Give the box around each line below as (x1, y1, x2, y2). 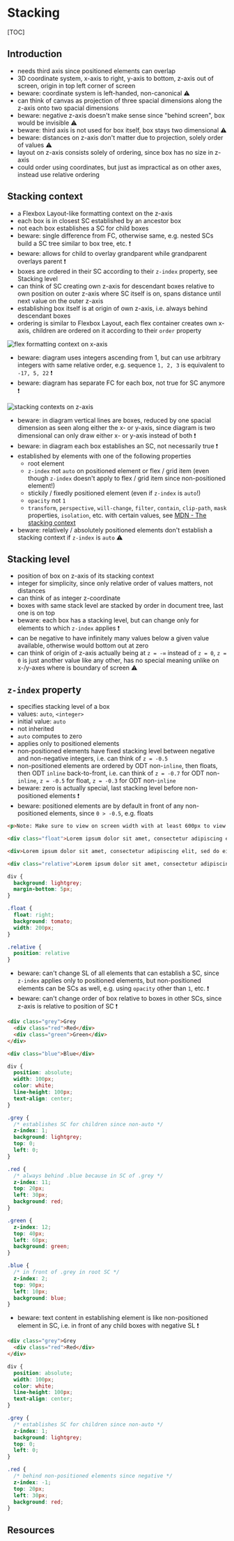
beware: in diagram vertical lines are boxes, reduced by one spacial (17, 416, 211, 424)
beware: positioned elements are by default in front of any (17, 802, 185, 810)
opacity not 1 (27, 496, 66, 505)
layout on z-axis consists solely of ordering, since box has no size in (17, 148, 214, 156)
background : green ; (13, 1243, 70, 1250)
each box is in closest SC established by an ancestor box (17, 216, 182, 224)
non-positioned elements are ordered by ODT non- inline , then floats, (17, 762, 218, 770)
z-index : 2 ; (13, 1275, 49, 1282)
